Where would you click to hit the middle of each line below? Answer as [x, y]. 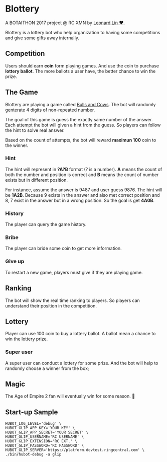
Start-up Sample [32, 412]
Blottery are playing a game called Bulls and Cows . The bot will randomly [80, 104]
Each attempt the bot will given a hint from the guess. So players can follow [83, 125]
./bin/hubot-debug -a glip [33, 454]
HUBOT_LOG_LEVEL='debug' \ [33, 424]
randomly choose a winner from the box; [47, 368]
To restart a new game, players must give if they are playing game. [74, 272]
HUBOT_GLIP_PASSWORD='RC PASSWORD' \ [45, 446]
